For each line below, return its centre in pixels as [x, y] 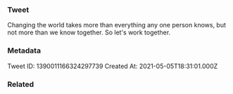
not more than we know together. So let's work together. [89, 32]
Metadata [24, 51]
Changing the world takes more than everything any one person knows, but [117, 25]
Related [21, 84]
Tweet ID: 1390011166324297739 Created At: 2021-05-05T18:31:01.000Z [113, 66]
